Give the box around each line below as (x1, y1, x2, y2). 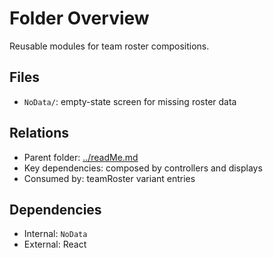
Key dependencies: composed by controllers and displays (23, 162, 263, 174)
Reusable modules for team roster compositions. (9, 40, 210, 52)
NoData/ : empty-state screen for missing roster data (23, 95, 237, 107)
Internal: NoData (23, 228, 88, 240)
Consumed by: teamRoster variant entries (23, 172, 196, 184)
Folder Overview (9, 7, 150, 30)
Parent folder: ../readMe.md (23, 151, 139, 163)
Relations (9, 125, 70, 142)
